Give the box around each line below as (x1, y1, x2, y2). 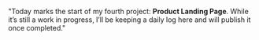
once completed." (8, 24, 66, 32)
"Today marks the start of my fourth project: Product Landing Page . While (8, 7, 250, 16)
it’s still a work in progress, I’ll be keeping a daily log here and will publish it (8, 15, 251, 24)
